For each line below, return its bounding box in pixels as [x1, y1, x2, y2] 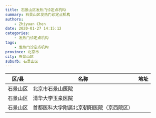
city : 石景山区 [5, 54, 34, 59]
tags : [5, 40, 17, 45]
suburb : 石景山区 [5, 59, 39, 64]
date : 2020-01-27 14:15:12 [5, 26, 62, 31]
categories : [5, 31, 30, 36]
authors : [5, 17, 24, 22]
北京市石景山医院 [33, 85, 74, 92]
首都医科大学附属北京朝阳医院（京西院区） [33, 104, 134, 111]
